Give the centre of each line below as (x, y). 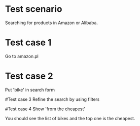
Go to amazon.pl (22, 56)
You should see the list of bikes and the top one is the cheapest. (70, 118)
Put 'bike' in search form (30, 90)
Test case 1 (28, 43)
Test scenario (34, 9)
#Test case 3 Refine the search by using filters (52, 99)
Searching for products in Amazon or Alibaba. (52, 23)
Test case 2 (29, 76)
